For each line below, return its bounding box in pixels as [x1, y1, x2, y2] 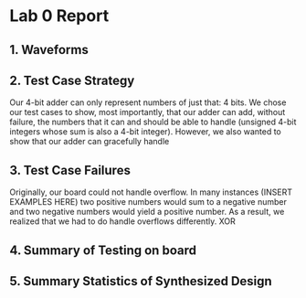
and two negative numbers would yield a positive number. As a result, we [9, 207, 285, 218]
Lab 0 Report [9, 5, 110, 27]
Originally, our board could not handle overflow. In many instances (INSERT [9, 186, 292, 197]
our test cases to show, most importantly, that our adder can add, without [9, 107, 286, 118]
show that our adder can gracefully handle [9, 136, 170, 147]
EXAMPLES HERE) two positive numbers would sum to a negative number [9, 197, 288, 208]
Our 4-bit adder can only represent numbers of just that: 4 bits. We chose [9, 97, 287, 108]
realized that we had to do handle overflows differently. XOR [9, 216, 236, 227]
